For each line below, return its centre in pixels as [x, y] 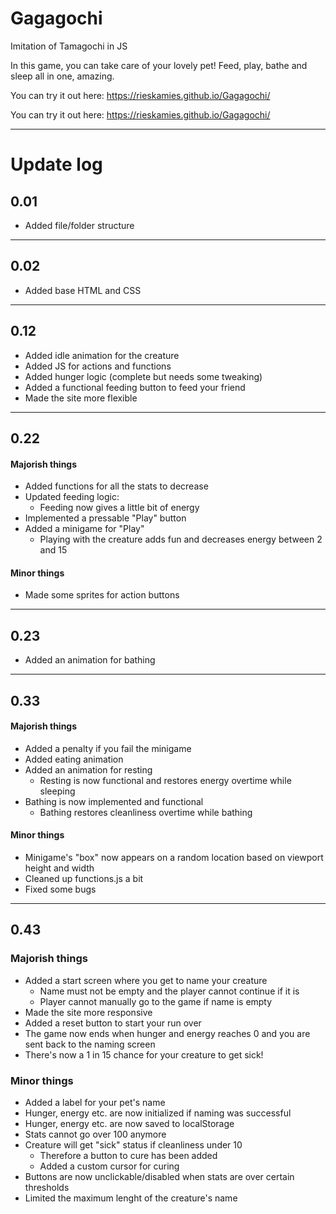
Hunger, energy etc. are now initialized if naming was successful [158, 1113]
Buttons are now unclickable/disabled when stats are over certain [159, 1176]
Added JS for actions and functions [98, 366]
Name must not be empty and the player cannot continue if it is [169, 991]
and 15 [53, 550]
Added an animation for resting [88, 769]
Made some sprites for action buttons [102, 595]
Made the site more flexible [81, 398]
